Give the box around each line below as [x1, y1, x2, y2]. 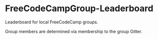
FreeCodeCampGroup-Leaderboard [5, 3, 154, 14]
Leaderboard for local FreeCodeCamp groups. [5, 19, 99, 25]
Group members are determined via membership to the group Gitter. [5, 28, 143, 34]
